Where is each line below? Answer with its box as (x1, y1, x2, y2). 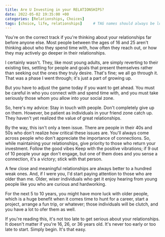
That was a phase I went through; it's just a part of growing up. (5, 75, 133, 81)
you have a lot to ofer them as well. (5, 207, 76, 212)
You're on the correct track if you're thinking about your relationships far (5, 34, 152, 40)
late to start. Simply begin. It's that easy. (5, 227, 87, 233)
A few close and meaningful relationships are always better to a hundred (5, 166, 152, 172)
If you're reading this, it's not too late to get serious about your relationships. (5, 216, 160, 222)
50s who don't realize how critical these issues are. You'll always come (5, 130, 149, 136)
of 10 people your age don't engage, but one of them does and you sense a (5, 151, 158, 157)
